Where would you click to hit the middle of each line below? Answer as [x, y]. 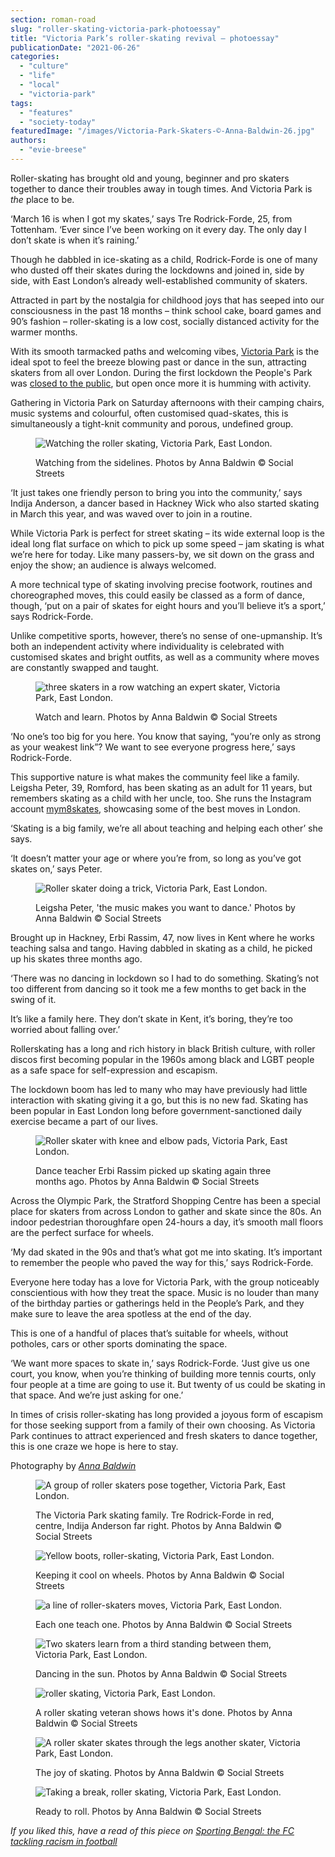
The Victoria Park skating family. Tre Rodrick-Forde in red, [155, 1515]
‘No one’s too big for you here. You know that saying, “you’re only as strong [166, 736]
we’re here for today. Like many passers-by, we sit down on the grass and [162, 554]
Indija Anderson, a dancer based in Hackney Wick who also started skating [165, 503]
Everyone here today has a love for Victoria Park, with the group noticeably [165, 1282]
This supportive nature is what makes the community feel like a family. [155, 777]
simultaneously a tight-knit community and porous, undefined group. [152, 423]
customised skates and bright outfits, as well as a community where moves [165, 657]
